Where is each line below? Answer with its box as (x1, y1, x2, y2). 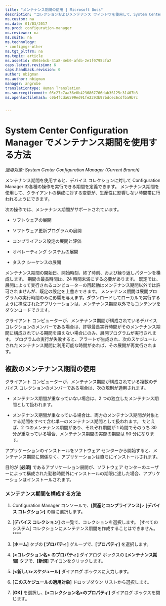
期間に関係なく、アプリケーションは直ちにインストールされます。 (26, 454, 161, 460)
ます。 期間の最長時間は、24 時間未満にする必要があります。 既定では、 (13, 276, 161, 282)
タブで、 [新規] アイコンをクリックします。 (19, 558, 106, 564)
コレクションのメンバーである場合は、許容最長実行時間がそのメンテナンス (5, 324, 157, 330)
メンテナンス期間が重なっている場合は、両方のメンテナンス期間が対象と (12, 412, 160, 418)
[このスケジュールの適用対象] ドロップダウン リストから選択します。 (12, 579, 152, 585)
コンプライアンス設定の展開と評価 (12, 238, 82, 244)
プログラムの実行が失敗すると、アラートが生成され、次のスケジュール (14, 336, 157, 342)
